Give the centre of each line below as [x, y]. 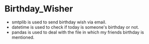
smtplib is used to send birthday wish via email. [59, 22]
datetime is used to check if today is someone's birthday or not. [75, 27]
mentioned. [23, 37]
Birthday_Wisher [39, 9]
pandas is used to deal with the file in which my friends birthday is [78, 32]
